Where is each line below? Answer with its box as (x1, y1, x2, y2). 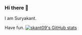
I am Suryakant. (4, 16, 37, 21)
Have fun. (4, 25, 25, 31)
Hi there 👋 (4, 4, 29, 11)
